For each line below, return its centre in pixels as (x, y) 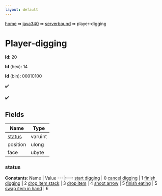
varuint (39, 137)
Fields (15, 114)
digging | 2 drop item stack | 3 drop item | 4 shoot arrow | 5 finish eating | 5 (81, 183)
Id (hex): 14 (16, 66)
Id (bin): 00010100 (24, 76)
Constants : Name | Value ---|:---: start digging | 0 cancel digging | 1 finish (80, 178)
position (17, 145)
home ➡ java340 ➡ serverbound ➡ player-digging (56, 24)
